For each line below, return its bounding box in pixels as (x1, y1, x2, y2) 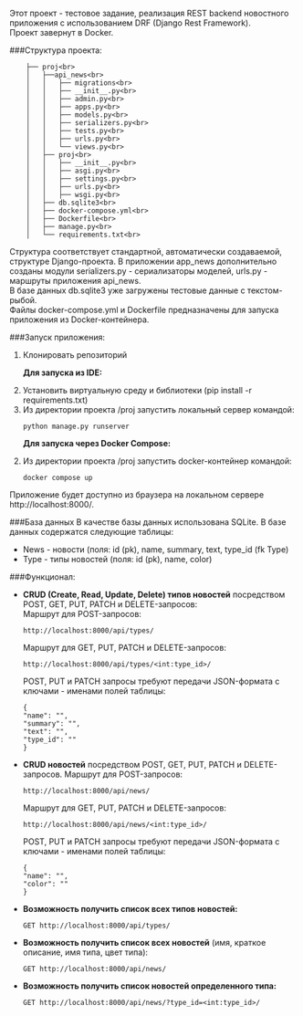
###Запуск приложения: (9, 332, 105, 342)
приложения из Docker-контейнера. (9, 314, 150, 325)
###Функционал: (9, 571, 76, 582)
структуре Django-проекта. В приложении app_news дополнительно (9, 256, 277, 267)
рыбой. (9, 295, 37, 305)
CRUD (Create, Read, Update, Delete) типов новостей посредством (22, 589, 286, 600)
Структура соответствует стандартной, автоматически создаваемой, (9, 246, 283, 257)
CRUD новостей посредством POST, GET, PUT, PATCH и (22, 759, 242, 770)
